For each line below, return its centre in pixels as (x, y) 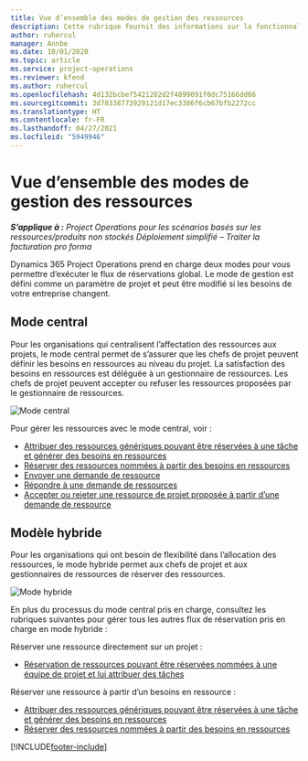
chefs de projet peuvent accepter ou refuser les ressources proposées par (151, 383)
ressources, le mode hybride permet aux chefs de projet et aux (129, 564)
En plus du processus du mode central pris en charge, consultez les (138, 610)
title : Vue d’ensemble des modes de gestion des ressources (127, 18)
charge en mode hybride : (59, 629)
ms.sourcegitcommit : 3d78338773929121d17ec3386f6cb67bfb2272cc (133, 103)
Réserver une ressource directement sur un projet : (106, 647)
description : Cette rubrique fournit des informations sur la (131, 27)
